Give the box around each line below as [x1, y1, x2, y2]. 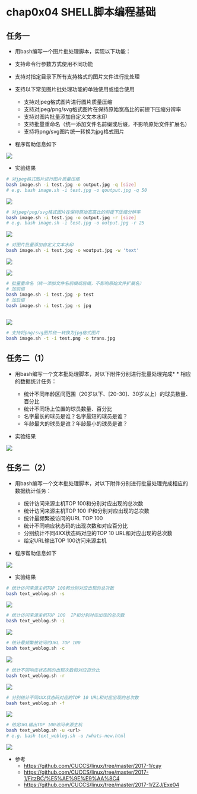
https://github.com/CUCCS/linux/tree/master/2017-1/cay [23, 763, 162, 769]
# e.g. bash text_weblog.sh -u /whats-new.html [6, 733, 126, 739]
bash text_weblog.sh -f [6, 700, 65, 706]
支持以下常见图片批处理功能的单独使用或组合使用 [14, 86, 135, 93]
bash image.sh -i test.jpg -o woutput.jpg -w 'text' [6, 248, 139, 254]
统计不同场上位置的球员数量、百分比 [23, 405, 113, 412]
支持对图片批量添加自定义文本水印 [23, 113, 107, 120]
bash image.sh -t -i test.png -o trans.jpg [6, 336, 116, 341]
